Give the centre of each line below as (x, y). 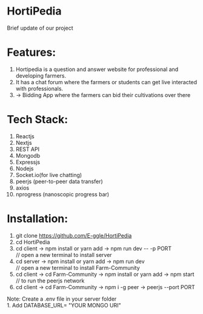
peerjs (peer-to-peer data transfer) (59, 181)
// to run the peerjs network (50, 281)
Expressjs (28, 162)
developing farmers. (41, 75)
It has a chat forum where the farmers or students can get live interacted (106, 82)
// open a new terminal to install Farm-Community (78, 267)
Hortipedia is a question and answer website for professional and (97, 69)
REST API (28, 149)
